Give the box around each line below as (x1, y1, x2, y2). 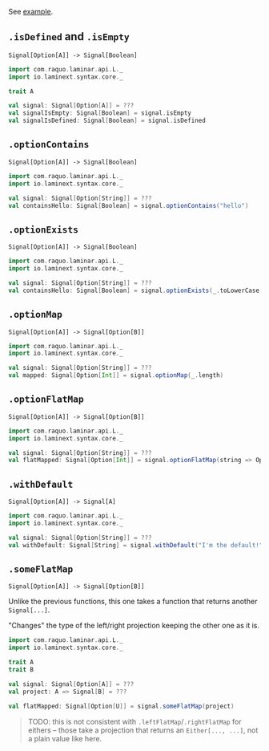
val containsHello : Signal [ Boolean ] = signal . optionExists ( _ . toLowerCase (8, 286, 260, 294)
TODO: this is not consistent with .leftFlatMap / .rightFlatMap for (27, 716, 242, 726)
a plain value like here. (27, 733, 102, 743)
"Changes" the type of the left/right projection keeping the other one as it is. (8, 621, 260, 631)
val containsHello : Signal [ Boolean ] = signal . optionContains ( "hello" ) (8, 201, 249, 209)
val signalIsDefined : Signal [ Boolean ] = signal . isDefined (8, 116, 206, 125)
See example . (8, 7, 54, 16)
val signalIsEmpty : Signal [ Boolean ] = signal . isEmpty (8, 109, 192, 117)
